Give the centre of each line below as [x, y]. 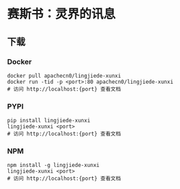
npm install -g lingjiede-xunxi [53, 166]
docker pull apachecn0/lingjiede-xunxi [64, 76]
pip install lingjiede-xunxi [49, 121]
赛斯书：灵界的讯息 [61, 14]
